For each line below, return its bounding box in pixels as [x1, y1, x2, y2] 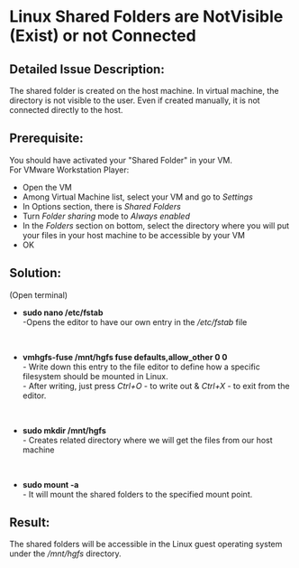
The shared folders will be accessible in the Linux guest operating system [9, 539, 283, 550]
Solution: [9, 265, 61, 281]
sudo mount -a [22, 479, 79, 489]
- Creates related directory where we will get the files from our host [22, 434, 273, 445]
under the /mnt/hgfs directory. [9, 548, 122, 559]
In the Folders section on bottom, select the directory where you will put [22, 219, 290, 231]
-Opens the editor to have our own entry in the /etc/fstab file [22, 316, 248, 327]
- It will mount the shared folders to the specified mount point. [22, 489, 253, 499]
